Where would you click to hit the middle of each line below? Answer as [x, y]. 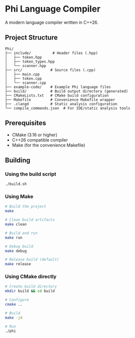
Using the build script [31, 174]
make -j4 [14, 318]
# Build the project [26, 207]
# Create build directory [31, 287]
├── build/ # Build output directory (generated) [67, 91]
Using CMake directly [31, 276]
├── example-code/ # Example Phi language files [58, 87]
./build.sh [16, 184]
